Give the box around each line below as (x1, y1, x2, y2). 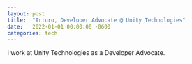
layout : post (7, 10, 45, 17)
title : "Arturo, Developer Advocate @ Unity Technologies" (7, 17, 186, 24)
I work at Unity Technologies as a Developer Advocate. (7, 49, 165, 57)
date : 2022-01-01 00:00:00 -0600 (7, 23, 111, 30)
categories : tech (7, 29, 58, 37)
